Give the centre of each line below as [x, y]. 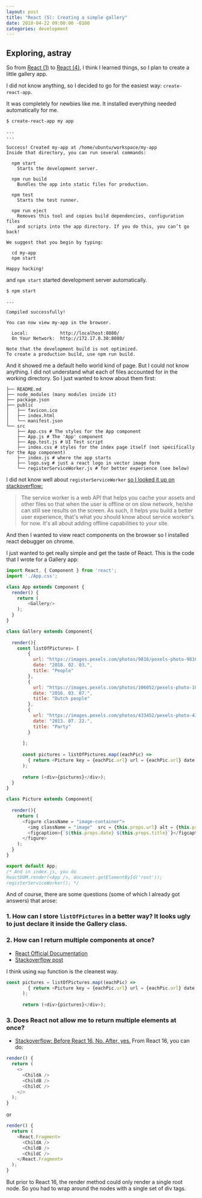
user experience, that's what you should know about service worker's [107, 517]
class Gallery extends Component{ [50, 631]
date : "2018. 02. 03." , [63, 665]
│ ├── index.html [31, 416]
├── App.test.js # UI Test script [60, 442]
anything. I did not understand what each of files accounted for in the [92, 372]
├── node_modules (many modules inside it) [62, 395]
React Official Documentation [51, 953]
